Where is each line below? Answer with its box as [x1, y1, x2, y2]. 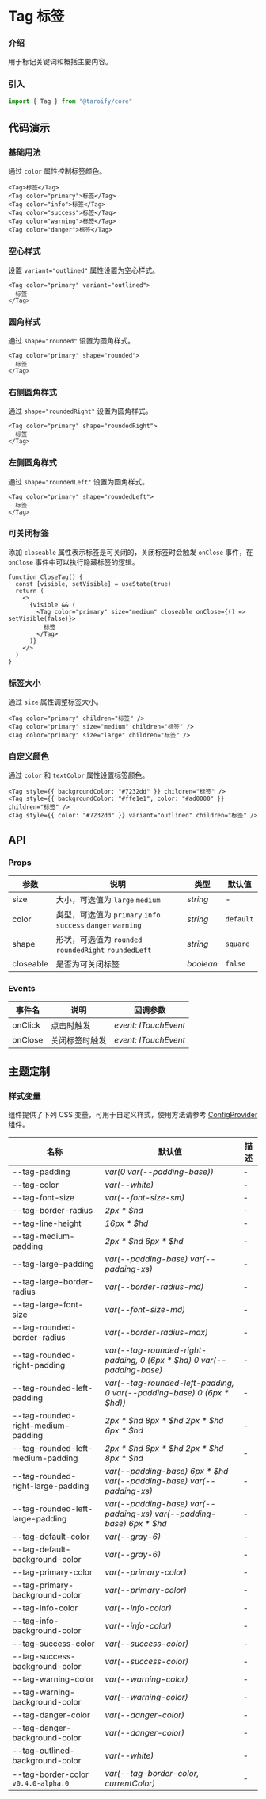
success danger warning [55, 921, 142, 930]
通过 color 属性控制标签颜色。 [8, 167, 107, 176]
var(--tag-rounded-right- [104, 1345, 207, 1356]
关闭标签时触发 [50, 1035, 107, 1047]
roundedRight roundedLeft [55, 946, 152, 955]
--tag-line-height [12, 1218, 82, 1229]
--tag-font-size [12, 1192, 75, 1204]
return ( [15, 587, 44, 595]
